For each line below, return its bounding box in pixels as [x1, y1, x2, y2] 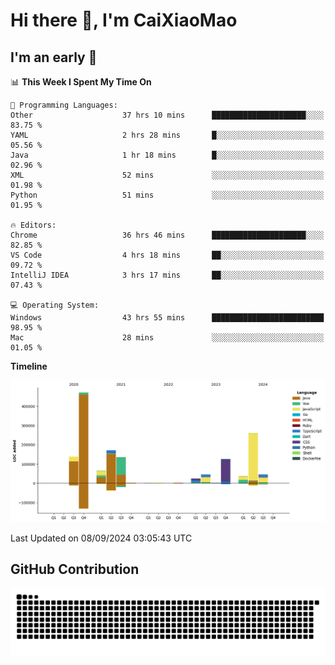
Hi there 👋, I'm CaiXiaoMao [10, 9, 238, 32]
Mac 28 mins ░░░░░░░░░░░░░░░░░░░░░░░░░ [10, 333, 325, 343]
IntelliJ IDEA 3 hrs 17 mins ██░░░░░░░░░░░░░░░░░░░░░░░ [10, 270, 325, 280]
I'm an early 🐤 [10, 49, 98, 66]
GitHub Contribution [10, 561, 140, 578]
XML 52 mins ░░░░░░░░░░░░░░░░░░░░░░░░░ [10, 170, 325, 180]
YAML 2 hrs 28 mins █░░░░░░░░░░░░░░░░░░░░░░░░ [10, 130, 325, 140]
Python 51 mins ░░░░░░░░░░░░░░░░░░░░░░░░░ [10, 190, 325, 200]
